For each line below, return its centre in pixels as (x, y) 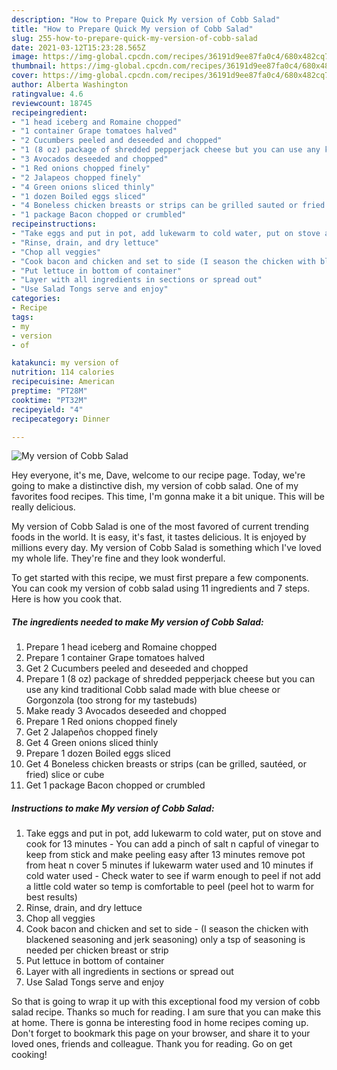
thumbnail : (34, 66)
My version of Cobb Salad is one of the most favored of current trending (160, 527)
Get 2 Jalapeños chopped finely (92, 732)
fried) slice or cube (65, 775)
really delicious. (43, 507)
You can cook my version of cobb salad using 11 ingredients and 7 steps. (161, 588)
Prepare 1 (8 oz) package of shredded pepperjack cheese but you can (170, 679)
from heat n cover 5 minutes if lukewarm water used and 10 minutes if (169, 865)
